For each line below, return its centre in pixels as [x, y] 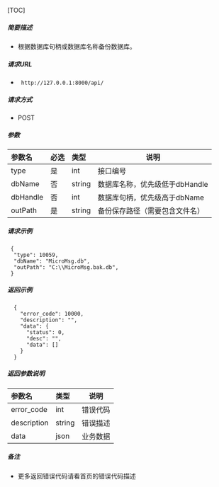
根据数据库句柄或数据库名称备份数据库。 [77, 46]
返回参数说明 [26, 374]
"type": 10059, [36, 255]
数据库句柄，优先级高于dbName [151, 197]
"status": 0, [45, 332]
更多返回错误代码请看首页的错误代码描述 [77, 476]
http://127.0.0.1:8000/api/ [62, 83]
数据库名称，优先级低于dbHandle [153, 184]
